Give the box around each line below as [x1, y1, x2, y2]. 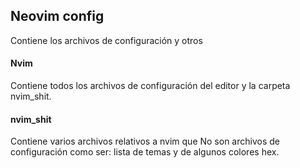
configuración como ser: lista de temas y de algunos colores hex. [10, 146, 280, 158]
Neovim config [10, 8, 105, 25]
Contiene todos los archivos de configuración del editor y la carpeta [10, 80, 291, 92]
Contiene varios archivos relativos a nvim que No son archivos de [10, 135, 280, 148]
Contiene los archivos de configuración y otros [10, 34, 203, 46]
